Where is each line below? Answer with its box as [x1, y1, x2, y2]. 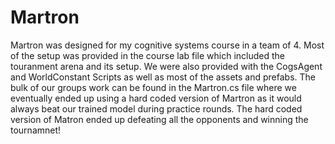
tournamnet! [10, 124, 62, 136]
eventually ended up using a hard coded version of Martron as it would [10, 92, 302, 104]
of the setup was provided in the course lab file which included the [10, 49, 286, 61]
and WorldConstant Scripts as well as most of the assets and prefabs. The [10, 71, 316, 83]
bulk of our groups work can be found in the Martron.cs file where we [10, 81, 297, 93]
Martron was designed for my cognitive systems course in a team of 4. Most [10, 39, 325, 51]
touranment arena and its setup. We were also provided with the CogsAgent [10, 60, 323, 72]
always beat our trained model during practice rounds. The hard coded [10, 102, 303, 115]
